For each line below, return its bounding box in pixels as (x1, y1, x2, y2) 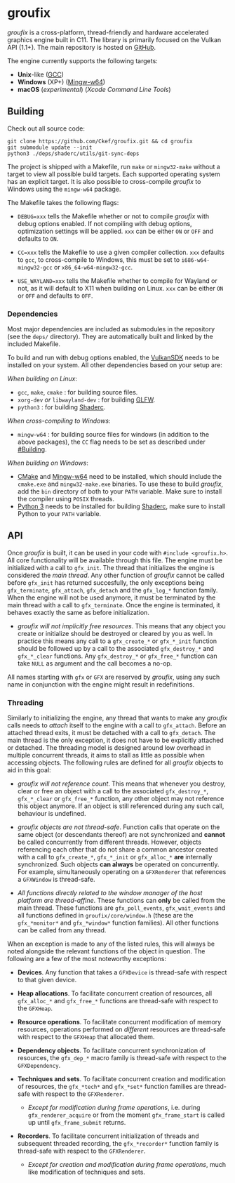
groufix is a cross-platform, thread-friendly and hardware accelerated (7, 28, 209, 37)
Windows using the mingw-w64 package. (7, 185, 121, 193)
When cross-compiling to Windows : (7, 416, 111, 425)
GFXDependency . (17, 1062, 61, 1070)
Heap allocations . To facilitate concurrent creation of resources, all (17, 989, 213, 998)
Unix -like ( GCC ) (17, 70, 65, 79)
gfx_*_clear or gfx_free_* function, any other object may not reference (17, 795, 224, 803)
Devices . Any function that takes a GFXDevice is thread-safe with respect (17, 968, 227, 977)
